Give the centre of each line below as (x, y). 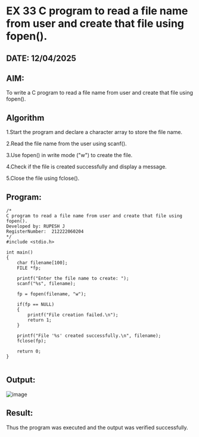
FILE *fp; (29, 268)
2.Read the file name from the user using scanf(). (66, 143)
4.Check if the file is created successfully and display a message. (86, 167)
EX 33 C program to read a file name (97, 11)
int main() (20, 252)
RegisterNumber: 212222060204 (45, 232)
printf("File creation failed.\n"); (73, 315)
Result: (20, 413)
